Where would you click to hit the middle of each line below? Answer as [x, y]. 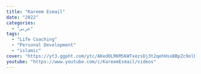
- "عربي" [22, 28]
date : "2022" [22, 17]
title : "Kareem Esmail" [36, 12]
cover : [14, 56]
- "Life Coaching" [35, 39]
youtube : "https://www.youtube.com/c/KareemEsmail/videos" [81, 61]
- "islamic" [27, 51]
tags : [13, 34]
